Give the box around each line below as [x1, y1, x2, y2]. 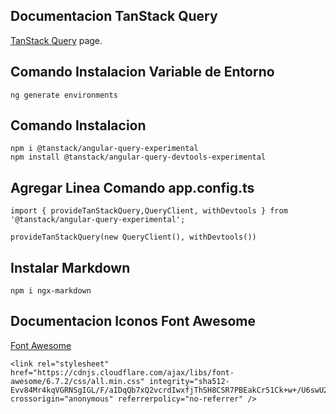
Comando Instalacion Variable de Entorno [10, 64, 275, 81]
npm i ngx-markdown [10, 286, 92, 296]
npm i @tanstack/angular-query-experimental [10, 144, 199, 154]
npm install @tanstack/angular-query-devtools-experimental [10, 152, 267, 163]
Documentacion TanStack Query [10, 8, 218, 25]
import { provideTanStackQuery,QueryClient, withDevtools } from [10, 206, 288, 216]
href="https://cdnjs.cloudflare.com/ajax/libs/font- [10, 367, 235, 378]
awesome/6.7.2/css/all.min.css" [10, 376, 145, 386]
